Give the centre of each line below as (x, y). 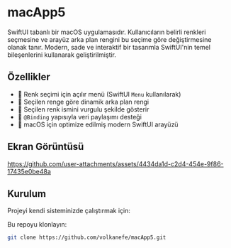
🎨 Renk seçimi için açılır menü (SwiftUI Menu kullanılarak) (99, 94)
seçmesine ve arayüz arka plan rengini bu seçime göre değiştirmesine (109, 39)
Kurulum (27, 194)
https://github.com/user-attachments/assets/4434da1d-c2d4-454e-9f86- (116, 163)
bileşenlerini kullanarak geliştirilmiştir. (62, 55)
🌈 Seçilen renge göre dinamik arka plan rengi (83, 102)
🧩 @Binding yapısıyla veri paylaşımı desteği (79, 117)
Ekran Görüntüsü (46, 147)
